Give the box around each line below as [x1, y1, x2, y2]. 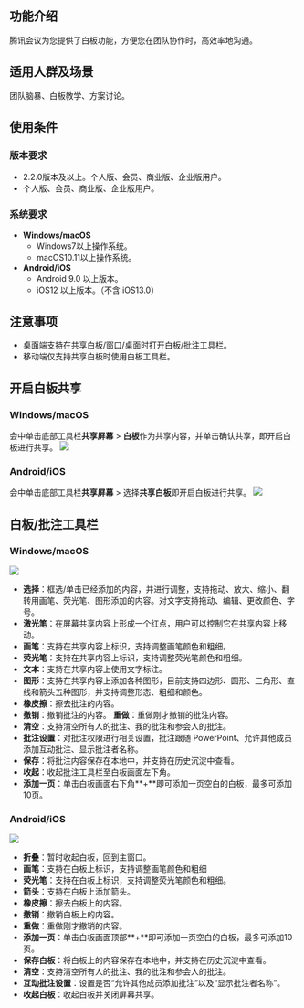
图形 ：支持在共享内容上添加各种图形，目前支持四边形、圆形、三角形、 [22, 675, 288, 686]
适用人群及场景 [9, 64, 94, 80]
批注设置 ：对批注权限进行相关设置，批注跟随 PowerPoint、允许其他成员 [22, 733, 293, 744]
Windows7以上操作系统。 [36, 241, 132, 252]
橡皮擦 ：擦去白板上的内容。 [22, 897, 128, 908]
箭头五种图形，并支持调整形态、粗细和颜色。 [38, 687, 207, 698]
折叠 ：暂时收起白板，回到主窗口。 [22, 852, 152, 863]
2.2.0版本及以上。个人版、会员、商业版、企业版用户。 [22, 172, 226, 183]
